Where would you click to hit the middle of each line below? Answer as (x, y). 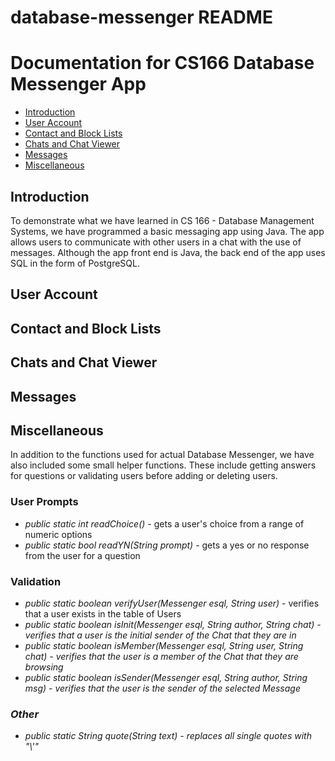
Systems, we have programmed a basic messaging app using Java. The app (167, 231)
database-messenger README (141, 17)
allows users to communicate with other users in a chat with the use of (156, 242)
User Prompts (44, 502)
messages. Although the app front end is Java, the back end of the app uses (168, 252)
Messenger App (78, 84)
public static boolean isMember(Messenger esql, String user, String (164, 645)
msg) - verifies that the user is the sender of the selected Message (162, 688)
